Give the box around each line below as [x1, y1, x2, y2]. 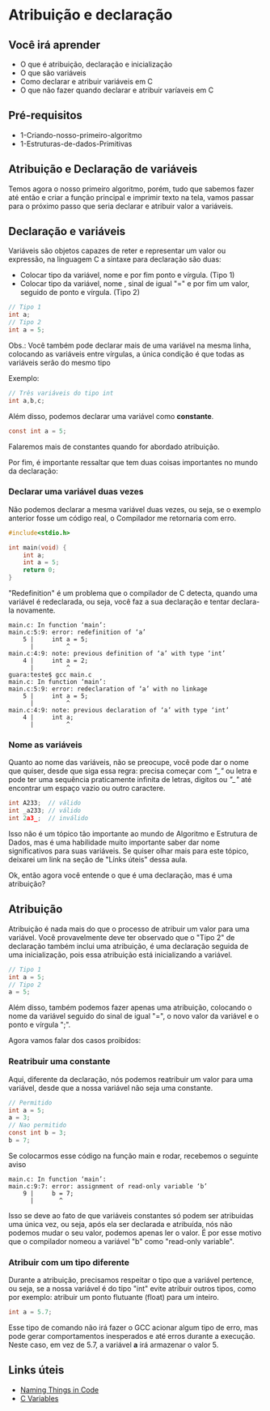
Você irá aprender [8, 38, 101, 52]
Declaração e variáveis [8, 224, 126, 238]
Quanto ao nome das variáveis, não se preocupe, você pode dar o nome [8, 758, 249, 767]
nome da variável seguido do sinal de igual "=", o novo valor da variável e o [8, 1011, 259, 1021]
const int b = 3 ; [8, 1129, 67, 1137]
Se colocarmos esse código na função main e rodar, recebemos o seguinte [8, 1151, 259, 1161]
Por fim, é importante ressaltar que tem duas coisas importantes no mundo [8, 457, 259, 467]
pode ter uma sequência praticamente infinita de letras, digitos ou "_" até [8, 775, 252, 785]
